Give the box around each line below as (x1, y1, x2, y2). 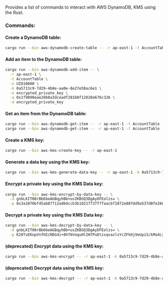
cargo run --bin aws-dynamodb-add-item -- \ (5, 67, 99, 72)
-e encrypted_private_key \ (9, 90, 68, 95)
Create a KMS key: (5, 137, 45, 143)
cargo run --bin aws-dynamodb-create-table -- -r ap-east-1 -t (5, 45, 140, 50)
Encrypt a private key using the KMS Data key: (5, 181, 103, 187)
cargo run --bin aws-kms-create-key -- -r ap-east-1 (5, 148, 117, 153)
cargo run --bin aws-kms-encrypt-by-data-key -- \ (5, 192, 113, 197)
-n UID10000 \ (9, 81, 39, 86)
